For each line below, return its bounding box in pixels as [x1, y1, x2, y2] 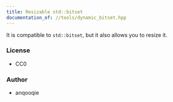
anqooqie [15, 89, 40, 97]
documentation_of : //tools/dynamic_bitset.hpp [6, 15, 127, 21]
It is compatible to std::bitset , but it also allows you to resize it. [6, 31, 168, 38]
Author [6, 75, 28, 84]
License [6, 46, 30, 55]
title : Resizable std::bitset [6, 8, 83, 15]
